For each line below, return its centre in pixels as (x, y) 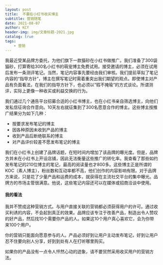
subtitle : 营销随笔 (23, 19)
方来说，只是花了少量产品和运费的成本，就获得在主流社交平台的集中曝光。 (79, 176)
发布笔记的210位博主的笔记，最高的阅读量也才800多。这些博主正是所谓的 (78, 164)
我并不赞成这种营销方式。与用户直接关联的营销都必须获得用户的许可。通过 (79, 206)
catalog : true (19, 37)
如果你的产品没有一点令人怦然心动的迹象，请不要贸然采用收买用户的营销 (77, 251)
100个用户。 (21, 225)
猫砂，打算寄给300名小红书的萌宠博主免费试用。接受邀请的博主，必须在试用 (81, 66)
